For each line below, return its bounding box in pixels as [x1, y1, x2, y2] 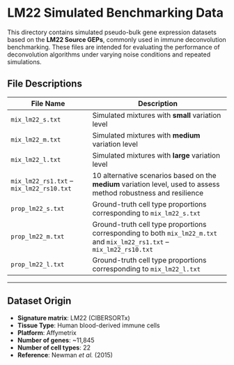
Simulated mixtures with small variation [92, 110, 221, 120]
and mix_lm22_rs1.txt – [92, 237, 169, 246]
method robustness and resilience [92, 188, 204, 198]
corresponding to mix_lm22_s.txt [92, 208, 201, 218]
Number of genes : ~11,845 [17, 336, 95, 344]
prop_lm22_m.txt [10, 232, 65, 240]
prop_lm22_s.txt [10, 204, 65, 212]
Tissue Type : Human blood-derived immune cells [17, 321, 160, 329]
